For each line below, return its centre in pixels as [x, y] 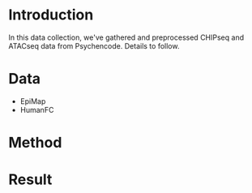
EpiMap [33, 101]
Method [35, 143]
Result [30, 180]
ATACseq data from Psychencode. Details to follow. [94, 45]
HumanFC [37, 109]
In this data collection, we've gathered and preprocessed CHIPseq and [126, 37]
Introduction [51, 15]
